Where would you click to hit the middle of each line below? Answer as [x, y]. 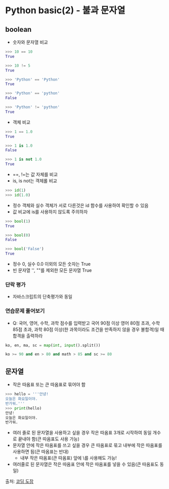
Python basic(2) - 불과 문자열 [65, 10]
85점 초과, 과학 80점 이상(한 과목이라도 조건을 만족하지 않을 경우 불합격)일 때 [88, 329]
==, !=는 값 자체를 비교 [35, 174]
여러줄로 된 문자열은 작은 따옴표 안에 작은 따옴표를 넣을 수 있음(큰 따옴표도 [86, 464]
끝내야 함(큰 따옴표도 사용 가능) [49, 439]
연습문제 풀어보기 [25, 311]
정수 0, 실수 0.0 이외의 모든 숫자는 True [52, 264]
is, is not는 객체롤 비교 [35, 181]
